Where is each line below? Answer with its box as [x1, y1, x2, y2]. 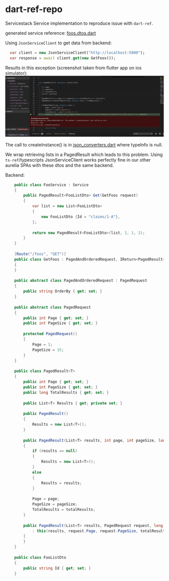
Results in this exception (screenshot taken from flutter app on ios [5, 65, 142, 71]
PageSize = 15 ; [32, 347, 64, 352]
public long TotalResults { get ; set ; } [23, 390, 109, 395]
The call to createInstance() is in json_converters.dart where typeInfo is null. [5, 141, 163, 147]
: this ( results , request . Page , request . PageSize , [32, 529, 138, 534]
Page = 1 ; [32, 342, 53, 347]
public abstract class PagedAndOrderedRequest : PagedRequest [14, 278, 147, 283]
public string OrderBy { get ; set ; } [23, 289, 102, 294]
